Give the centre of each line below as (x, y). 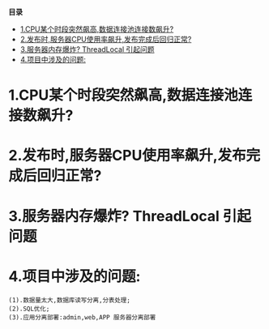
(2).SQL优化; (29, 309)
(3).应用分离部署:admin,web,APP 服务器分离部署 (82, 317)
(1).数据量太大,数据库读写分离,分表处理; (70, 300)
